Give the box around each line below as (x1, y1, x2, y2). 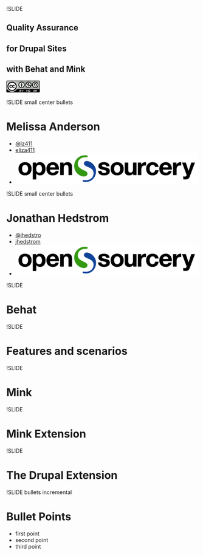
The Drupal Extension (6, 468, 118, 482)
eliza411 (15, 146, 35, 154)
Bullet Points (6, 510, 72, 523)
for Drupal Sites (6, 43, 67, 53)
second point (15, 536, 49, 543)
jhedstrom (15, 238, 41, 245)
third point (15, 543, 41, 550)
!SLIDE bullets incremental (6, 489, 72, 496)
